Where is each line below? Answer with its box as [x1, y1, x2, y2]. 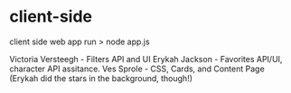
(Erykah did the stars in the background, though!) [9, 72, 192, 83]
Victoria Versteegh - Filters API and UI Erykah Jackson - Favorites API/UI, [9, 53, 283, 64]
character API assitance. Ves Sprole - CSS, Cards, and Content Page [9, 63, 265, 74]
